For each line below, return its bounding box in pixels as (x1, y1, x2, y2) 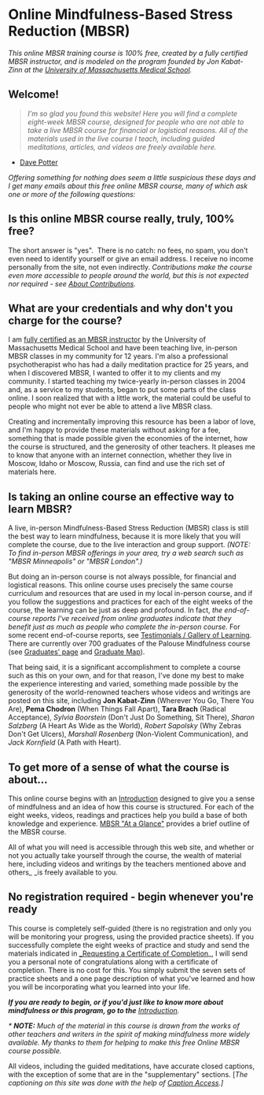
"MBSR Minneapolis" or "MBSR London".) (8, 557, 143, 566)
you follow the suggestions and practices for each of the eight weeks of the (8, 597, 254, 607)
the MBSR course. (8, 827, 67, 836)
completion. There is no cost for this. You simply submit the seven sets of (8, 965, 246, 975)
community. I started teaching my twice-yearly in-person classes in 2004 (8, 376, 246, 387)
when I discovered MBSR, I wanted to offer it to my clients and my (8, 368, 222, 378)
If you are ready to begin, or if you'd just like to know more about (8, 997, 224, 1007)
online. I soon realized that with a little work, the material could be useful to (8, 394, 251, 403)
